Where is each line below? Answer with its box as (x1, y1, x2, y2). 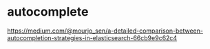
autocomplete (7, 4, 89, 20)
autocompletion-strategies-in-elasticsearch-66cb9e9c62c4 (7, 33, 178, 42)
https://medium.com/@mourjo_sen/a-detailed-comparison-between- (7, 27, 203, 35)
